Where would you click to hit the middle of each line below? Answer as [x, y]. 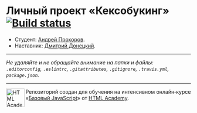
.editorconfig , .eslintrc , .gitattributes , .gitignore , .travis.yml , [87, 69]
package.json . [23, 75]
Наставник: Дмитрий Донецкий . [55, 46]
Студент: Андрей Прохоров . [50, 39]
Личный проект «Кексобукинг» [88, 11]
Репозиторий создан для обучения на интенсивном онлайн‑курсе [108, 91]
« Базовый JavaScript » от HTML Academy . [77, 98]
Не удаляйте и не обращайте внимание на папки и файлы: [80, 62]
